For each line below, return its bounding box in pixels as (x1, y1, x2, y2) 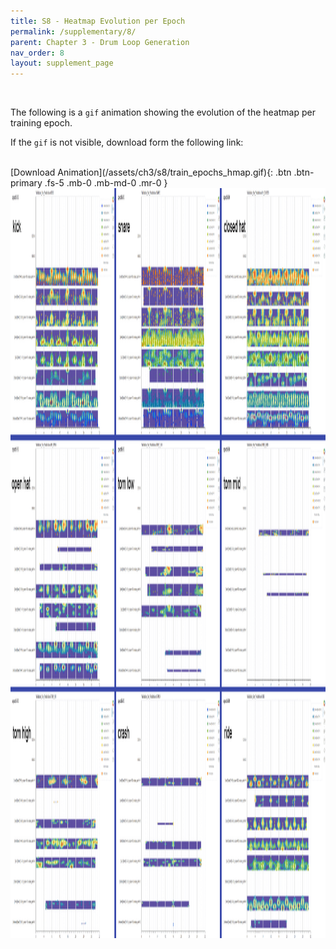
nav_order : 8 (10, 48, 65, 58)
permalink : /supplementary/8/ (10, 26, 137, 37)
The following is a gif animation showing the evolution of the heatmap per (10, 106, 316, 119)
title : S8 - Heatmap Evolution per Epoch (10, 16, 186, 26)
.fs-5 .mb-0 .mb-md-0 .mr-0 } (44, 177, 168, 189)
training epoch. (10, 117, 73, 129)
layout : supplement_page (10, 58, 114, 69)
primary (10, 177, 43, 189)
